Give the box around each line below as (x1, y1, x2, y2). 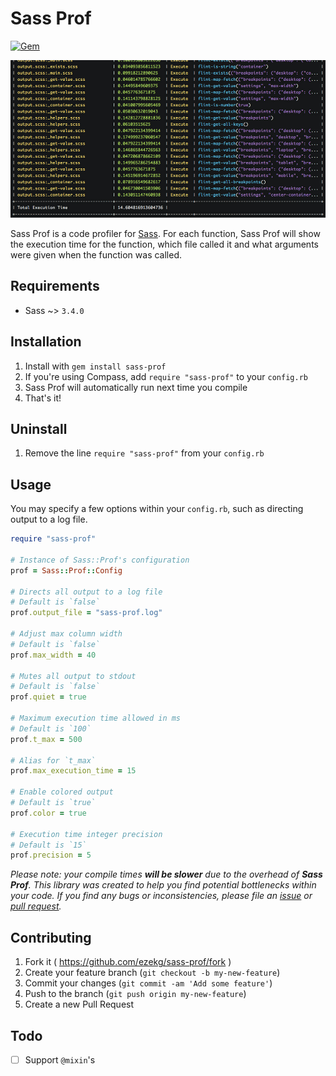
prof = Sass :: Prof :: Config (10, 565, 123, 576)
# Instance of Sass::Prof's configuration (10, 555, 190, 565)
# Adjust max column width (10, 629, 123, 639)
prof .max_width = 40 (10, 650, 97, 660)
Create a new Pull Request (24, 998, 135, 1011)
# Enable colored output (10, 787, 114, 797)
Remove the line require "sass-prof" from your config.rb (24, 447, 265, 459)
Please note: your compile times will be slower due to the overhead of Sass (10, 868, 323, 881)
